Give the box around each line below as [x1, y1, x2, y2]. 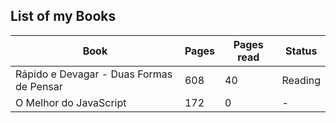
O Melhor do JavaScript [15, 95, 127, 109]
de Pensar [15, 79, 63, 93]
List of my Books [10, 8, 117, 25]
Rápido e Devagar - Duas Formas [15, 67, 173, 81]
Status [285, 44, 318, 58]
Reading [281, 73, 321, 87]
